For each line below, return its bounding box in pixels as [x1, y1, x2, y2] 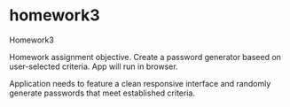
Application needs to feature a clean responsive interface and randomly [9, 78, 271, 88]
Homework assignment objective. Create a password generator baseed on [9, 51, 282, 62]
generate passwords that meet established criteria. [9, 88, 195, 98]
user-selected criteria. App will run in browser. [9, 61, 179, 72]
